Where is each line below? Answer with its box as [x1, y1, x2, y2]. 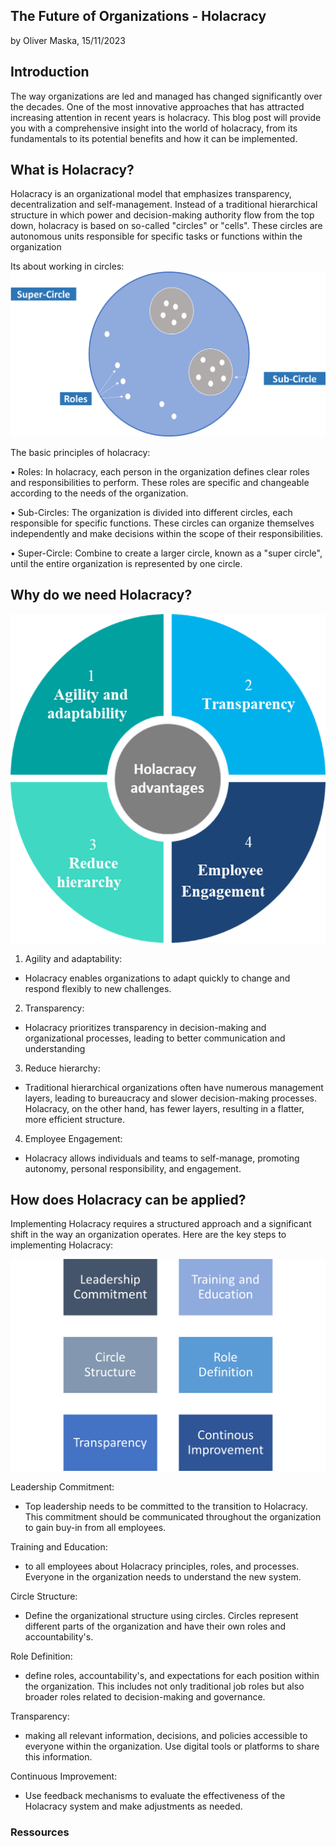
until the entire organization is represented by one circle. [10, 557, 243, 569]
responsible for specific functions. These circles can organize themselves [10, 517, 315, 529]
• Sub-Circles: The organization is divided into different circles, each [10, 506, 293, 518]
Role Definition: [10, 1650, 73, 1663]
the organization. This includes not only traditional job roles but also [24, 1680, 305, 1693]
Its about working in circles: [10, 260, 125, 273]
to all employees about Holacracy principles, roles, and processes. [24, 1560, 300, 1573]
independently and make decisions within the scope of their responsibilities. [10, 527, 324, 539]
